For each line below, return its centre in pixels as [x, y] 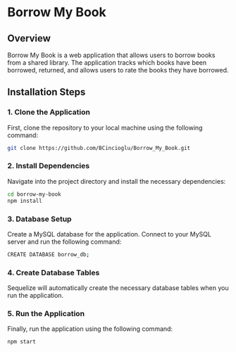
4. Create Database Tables [54, 272]
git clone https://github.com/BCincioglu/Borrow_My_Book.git [99, 148]
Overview [29, 38]
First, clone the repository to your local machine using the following [105, 127]
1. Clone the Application [49, 112]
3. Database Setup [39, 219]
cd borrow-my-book [34, 194]
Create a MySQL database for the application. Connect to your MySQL [109, 234]
